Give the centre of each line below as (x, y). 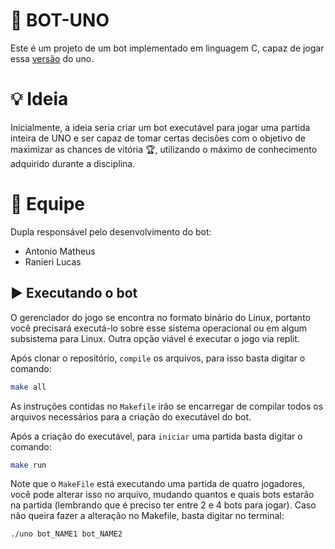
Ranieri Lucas (53, 261)
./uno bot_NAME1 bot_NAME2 (66, 534)
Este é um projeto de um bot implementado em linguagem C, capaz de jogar (167, 48)
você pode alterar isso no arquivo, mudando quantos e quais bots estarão (162, 495)
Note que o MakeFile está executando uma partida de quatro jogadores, (158, 484)
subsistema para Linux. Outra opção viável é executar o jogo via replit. (155, 338)
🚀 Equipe (48, 204)
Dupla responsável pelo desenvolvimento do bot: (111, 231)
